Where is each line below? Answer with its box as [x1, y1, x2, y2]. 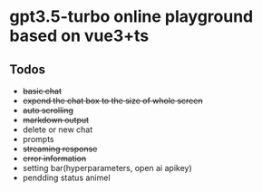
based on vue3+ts [9, 25, 150, 46]
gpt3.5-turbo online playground [9, 6, 254, 27]
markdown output [22, 115, 89, 125]
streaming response [22, 143, 98, 154]
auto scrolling [22, 105, 74, 115]
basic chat [22, 86, 62, 96]
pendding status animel [22, 172, 111, 183]
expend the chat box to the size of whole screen [22, 95, 203, 106]
